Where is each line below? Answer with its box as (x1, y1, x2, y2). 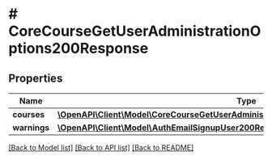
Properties (8, 71, 63, 85)
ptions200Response (8, 40, 149, 57)
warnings (12, 122, 50, 133)
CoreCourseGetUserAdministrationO (8, 22, 261, 40)
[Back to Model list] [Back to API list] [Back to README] (8, 143, 194, 152)
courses (12, 109, 45, 120)
